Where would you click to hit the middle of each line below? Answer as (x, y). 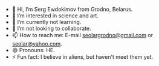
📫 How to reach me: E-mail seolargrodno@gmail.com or (82, 35)
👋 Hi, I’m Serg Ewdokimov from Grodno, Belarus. (72, 9)
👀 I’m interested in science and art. (55, 16)
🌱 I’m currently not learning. (47, 22)
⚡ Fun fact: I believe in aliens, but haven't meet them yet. (83, 57)
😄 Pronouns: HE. (34, 50)
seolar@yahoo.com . (37, 44)
